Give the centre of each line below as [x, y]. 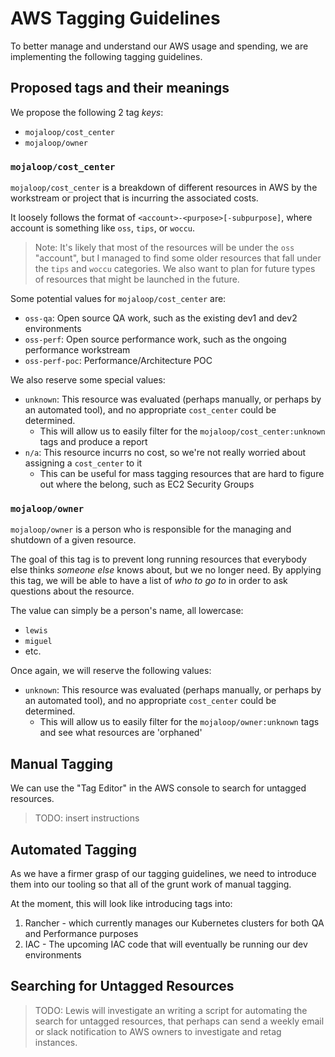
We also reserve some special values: [88, 380]
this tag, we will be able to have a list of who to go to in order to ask [149, 581]
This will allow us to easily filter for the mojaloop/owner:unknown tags [179, 722]
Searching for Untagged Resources [122, 986]
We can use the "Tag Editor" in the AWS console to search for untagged [158, 788]
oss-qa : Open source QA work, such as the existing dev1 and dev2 [161, 318]
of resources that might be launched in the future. [137, 279]
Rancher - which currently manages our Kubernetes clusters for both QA [174, 923]
